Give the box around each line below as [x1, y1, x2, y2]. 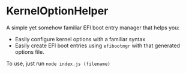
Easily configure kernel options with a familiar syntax [14, 35, 146, 42]
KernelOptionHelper [6, 4, 109, 18]
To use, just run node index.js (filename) [6, 60, 111, 67]
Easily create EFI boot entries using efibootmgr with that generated [14, 42, 181, 49]
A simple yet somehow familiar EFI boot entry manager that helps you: [6, 24, 180, 31]
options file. [14, 48, 44, 55]
